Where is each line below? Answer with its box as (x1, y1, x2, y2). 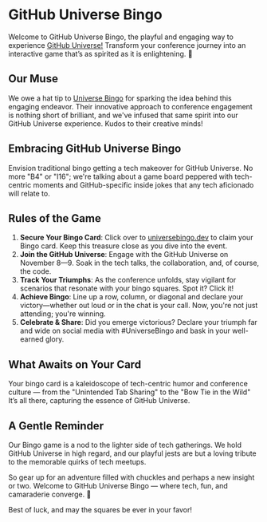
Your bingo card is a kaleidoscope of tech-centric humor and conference (8, 379, 249, 389)
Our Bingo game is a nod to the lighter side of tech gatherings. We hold (8, 441, 241, 449)
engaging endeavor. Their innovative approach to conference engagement (8, 101, 253, 111)
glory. (45, 334, 65, 344)
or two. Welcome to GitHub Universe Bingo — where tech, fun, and (8, 481, 229, 490)
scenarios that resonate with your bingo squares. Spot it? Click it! (19, 283, 234, 293)
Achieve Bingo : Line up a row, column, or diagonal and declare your (19, 292, 244, 302)
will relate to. (8, 188, 50, 198)
